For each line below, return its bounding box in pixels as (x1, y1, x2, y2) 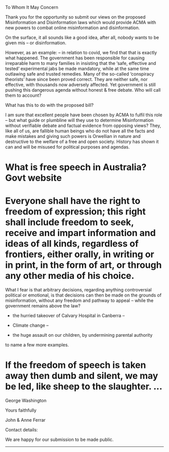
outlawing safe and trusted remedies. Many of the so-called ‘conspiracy (5, 71, 154, 77)
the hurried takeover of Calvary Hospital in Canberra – (12, 313, 125, 319)
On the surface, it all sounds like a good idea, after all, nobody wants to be (5, 35, 159, 40)
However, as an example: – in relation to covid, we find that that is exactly (5, 50, 157, 55)
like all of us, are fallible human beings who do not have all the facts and (5, 128, 154, 134)
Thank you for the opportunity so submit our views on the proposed (5, 14, 146, 20)
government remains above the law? (5, 303, 80, 309)
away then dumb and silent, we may (5, 370, 158, 382)
